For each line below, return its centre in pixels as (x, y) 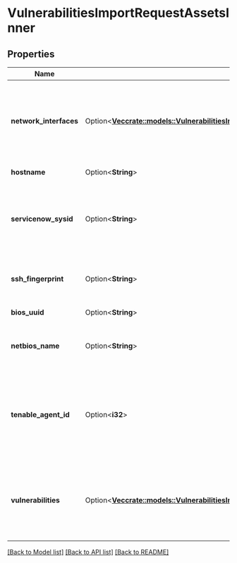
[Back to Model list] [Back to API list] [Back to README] (88, 552)
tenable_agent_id (41, 414)
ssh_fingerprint (37, 279)
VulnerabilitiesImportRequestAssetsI (119, 13)
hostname (28, 172)
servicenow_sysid (42, 219)
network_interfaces (45, 121)
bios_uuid (28, 312)
